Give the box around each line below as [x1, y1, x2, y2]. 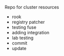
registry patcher [11, 19, 45, 25]
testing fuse [11, 24, 37, 30]
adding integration [11, 30, 50, 35]
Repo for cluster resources [4, 4, 59, 10]
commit [11, 40, 28, 46]
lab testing [11, 35, 34, 41]
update [11, 46, 27, 51]
